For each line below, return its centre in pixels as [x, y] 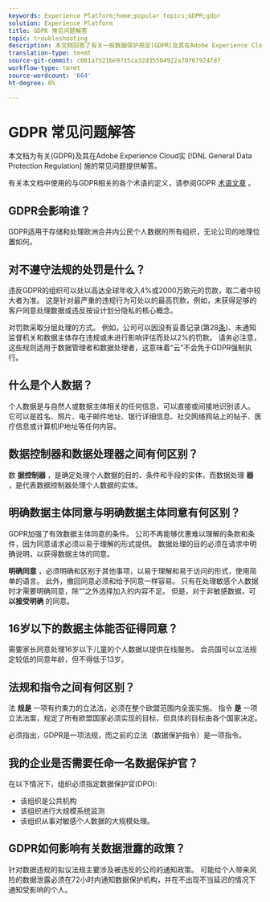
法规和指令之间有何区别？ [72, 687]
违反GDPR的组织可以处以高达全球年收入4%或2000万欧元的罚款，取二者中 [131, 291]
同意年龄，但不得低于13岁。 [82, 659]
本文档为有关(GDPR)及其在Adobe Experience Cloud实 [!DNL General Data [130, 156]
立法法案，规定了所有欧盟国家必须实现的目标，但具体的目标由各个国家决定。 [135, 718]
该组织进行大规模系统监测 [62, 810]
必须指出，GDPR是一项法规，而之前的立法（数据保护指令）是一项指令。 [127, 735]
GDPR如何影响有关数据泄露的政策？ [97, 849]
